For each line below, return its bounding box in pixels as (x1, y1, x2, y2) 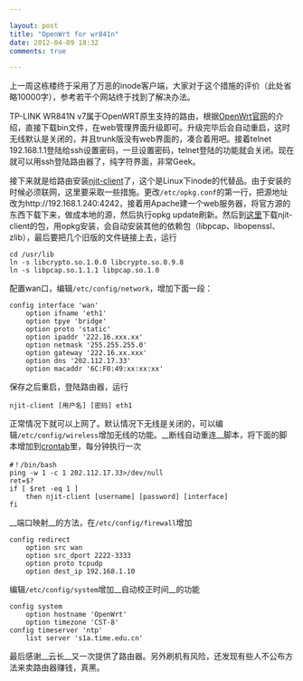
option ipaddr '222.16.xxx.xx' (25, 332, 144, 342)
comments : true (9, 46, 67, 55)
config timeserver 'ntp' (9, 626, 103, 635)
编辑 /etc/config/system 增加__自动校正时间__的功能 (9, 584, 201, 595)
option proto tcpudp (25, 559, 103, 569)
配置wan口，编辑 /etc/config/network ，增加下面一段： (9, 283, 213, 294)
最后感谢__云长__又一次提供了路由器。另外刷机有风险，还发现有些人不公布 (9, 651, 286, 662)
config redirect (9, 535, 71, 544)
